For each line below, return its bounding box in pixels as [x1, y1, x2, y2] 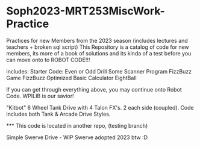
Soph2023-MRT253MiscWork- [6, 4, 166, 18]
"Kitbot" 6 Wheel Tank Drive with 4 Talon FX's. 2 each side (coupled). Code [6, 104, 194, 111]
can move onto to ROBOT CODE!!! [6, 56, 90, 63]
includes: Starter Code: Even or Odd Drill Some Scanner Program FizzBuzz [6, 67, 192, 75]
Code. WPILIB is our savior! [6, 92, 74, 99]
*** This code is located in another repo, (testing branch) [6, 122, 148, 129]
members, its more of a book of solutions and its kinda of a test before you [6, 49, 192, 57]
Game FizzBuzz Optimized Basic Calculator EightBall [6, 74, 137, 81]
